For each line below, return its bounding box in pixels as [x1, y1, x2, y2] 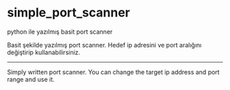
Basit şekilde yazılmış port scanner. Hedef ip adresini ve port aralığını [7, 41, 202, 49]
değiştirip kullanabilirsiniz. [7, 48, 81, 56]
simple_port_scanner [7, 5, 130, 21]
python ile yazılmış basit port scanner [7, 27, 113, 36]
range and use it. [7, 75, 55, 83]
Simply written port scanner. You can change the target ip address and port [7, 67, 220, 76]
